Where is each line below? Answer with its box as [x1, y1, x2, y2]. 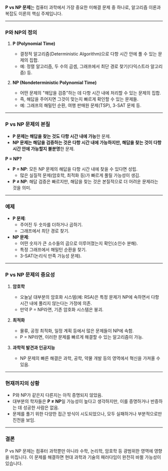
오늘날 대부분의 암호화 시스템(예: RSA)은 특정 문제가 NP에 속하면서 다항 [19, 294, 159, 300]
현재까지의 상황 [5, 380, 40, 387]
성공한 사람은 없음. [23, 405, 59, 411]
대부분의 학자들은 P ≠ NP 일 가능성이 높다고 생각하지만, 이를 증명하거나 [12, 399, 149, 405]
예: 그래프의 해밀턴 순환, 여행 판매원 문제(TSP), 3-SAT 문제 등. [19, 102, 141, 108]
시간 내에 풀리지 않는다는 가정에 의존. [19, 300, 92, 306]
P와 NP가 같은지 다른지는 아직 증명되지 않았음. [12, 392, 103, 398]
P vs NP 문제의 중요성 [5, 271, 55, 278]
